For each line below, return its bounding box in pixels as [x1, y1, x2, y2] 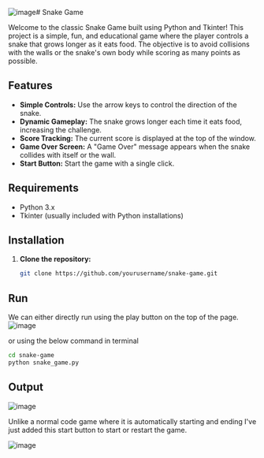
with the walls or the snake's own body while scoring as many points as [8, 48, 241, 57]
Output [8, 381, 43, 394]
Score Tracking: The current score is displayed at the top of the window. [19, 133, 256, 143]
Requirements [8, 181, 79, 195]
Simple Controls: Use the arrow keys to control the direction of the [19, 99, 238, 110]
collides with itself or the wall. [19, 150, 117, 159]
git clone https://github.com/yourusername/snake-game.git [19, 270, 218, 277]
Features [8, 79, 53, 92]
